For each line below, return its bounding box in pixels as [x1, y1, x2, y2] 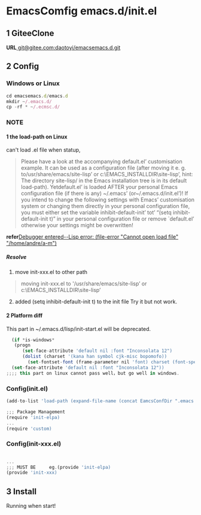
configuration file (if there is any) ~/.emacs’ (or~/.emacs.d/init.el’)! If [20, 190, 188, 197]
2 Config [6, 61, 39, 71]
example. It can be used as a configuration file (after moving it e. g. [20, 164, 187, 171]
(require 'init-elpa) [6, 414, 60, 420]
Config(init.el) [6, 384, 48, 393]
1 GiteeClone [6, 28, 54, 38]
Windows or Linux [6, 79, 60, 88]
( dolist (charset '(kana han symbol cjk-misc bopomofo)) [22, 354, 167, 360]
